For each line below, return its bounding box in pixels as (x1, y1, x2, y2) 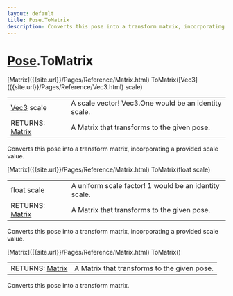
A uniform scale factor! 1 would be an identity (71, 181, 220, 191)
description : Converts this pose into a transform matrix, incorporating (7, 23, 225, 30)
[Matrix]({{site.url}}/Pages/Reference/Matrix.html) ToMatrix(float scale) (7, 165, 211, 174)
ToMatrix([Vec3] (151, 75, 198, 84)
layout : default (7, 10, 54, 17)
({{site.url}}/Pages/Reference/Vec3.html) (7, 83, 124, 91)
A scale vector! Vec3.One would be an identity (71, 98, 222, 108)
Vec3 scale (10, 103, 47, 113)
